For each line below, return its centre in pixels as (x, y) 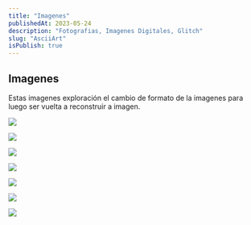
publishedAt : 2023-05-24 (50, 23)
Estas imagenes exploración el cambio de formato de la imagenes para (126, 98)
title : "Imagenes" (39, 16)
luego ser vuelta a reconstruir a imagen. (74, 106)
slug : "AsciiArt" (37, 38)
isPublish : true (35, 46)
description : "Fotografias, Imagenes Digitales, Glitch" (106, 31)
